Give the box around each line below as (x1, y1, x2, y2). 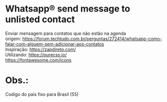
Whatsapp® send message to (5, 3, 130, 15)
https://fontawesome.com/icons (5, 57, 72, 63)
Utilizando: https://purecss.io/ (5, 51, 67, 58)
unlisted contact (5, 14, 75, 25)
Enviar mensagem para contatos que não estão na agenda (5, 30, 126, 36)
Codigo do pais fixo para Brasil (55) (5, 91, 79, 97)
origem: (5, 36, 22, 42)
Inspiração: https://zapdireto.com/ (5, 46, 76, 52)
